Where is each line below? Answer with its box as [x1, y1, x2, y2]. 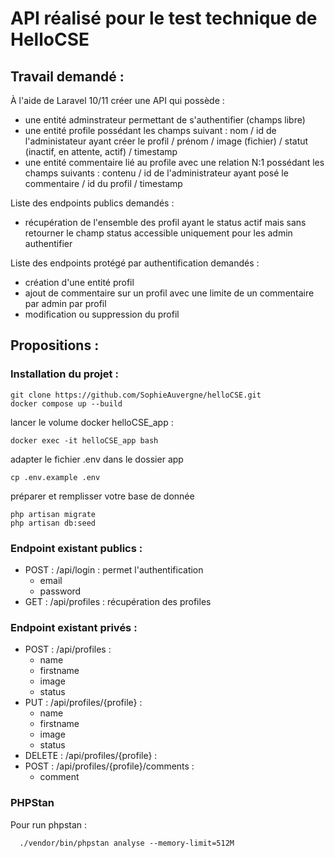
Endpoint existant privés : [10, 620, 138, 634]
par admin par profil [24, 298, 107, 309]
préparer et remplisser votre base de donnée [10, 490, 195, 502]
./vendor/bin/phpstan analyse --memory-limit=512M [19, 838, 235, 848]
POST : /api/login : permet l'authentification [24, 563, 204, 576]
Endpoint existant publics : [10, 541, 143, 555]
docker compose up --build [10, 398, 123, 409]
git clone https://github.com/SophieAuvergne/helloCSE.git [10, 390, 262, 400]
